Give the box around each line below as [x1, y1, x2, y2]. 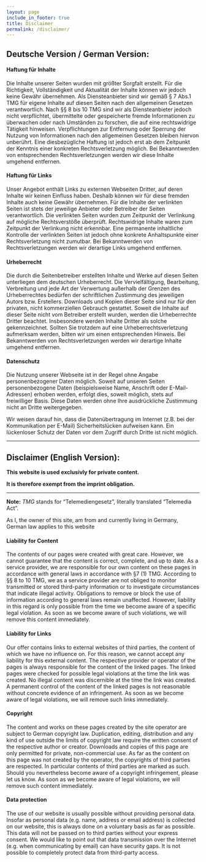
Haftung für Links [6, 172, 52, 179]
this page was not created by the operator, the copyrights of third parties [6, 756, 191, 763]
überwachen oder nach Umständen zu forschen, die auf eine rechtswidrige [6, 118, 196, 126]
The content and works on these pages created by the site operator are [6, 723, 187, 731]
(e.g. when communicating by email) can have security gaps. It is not [6, 842, 181, 850]
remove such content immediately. [6, 782, 94, 789]
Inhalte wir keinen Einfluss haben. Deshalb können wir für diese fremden [6, 192, 190, 199]
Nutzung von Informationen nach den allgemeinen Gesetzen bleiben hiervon [6, 131, 199, 139]
